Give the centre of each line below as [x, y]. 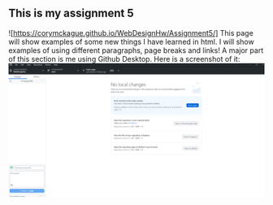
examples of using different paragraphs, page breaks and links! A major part [136, 50]
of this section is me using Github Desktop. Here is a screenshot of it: [124, 59]
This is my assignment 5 [71, 13]
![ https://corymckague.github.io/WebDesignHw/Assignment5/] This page [131, 33]
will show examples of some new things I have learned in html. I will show [131, 41]
